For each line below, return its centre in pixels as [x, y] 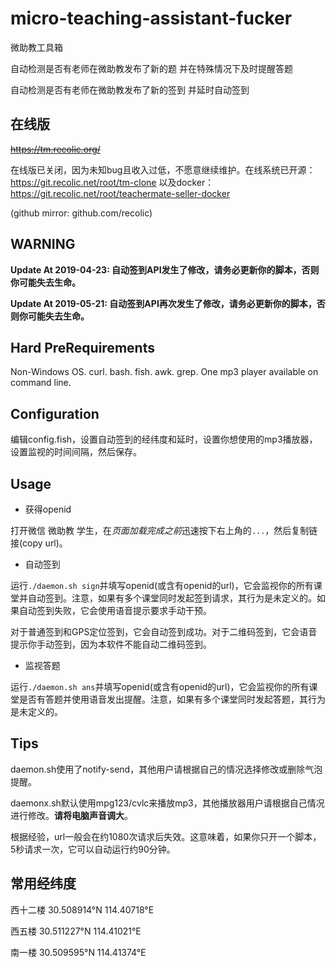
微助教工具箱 [36, 47]
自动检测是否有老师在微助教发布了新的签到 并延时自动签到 [130, 89]
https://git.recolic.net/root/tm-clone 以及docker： [112, 182]
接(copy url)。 [39, 543]
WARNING [43, 244]
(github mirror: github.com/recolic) [81, 213]
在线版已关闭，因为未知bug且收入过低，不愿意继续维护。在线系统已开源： [163, 169]
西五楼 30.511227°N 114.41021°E [76, 931]
